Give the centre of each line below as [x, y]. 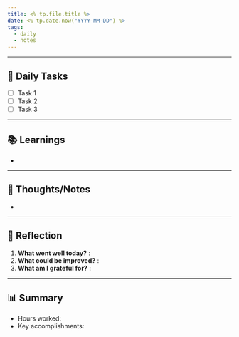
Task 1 [27, 93]
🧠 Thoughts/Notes [49, 190]
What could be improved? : [58, 260]
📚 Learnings [36, 140]
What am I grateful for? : [54, 268]
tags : [15, 27]
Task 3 [27, 109]
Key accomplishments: [51, 326]
